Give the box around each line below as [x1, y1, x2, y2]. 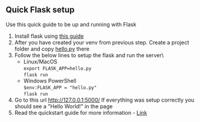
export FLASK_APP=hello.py [23, 66, 92, 72]
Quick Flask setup [5, 5, 75, 15]
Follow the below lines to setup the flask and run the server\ [14, 51, 164, 59]
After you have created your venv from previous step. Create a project [14, 38, 190, 46]
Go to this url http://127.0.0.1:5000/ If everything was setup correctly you [14, 96, 195, 103]
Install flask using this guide [14, 32, 84, 40]
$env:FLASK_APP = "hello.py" [23, 84, 97, 91]
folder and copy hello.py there [14, 45, 90, 52]
